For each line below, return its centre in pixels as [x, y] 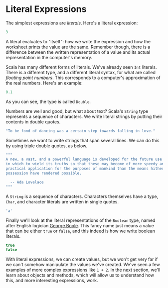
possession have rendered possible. [44, 173]
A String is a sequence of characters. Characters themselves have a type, [82, 196]
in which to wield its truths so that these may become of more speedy [82, 164]
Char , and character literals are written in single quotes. [62, 201]
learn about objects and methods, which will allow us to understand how [80, 275]
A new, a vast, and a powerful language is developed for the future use [84, 159]
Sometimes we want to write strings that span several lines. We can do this [83, 140]
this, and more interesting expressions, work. [52, 281]
